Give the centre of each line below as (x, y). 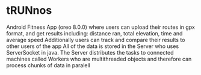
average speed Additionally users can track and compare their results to (96, 40)
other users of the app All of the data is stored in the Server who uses (93, 46)
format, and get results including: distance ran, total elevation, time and (94, 33)
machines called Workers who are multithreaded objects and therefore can (99, 59)
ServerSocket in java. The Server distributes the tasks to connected (90, 52)
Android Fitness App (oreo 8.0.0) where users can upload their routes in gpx (101, 27)
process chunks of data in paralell (48, 65)
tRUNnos (29, 10)
